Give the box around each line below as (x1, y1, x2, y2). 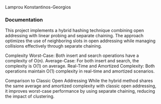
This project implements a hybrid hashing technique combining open (5, 27, 144, 33)
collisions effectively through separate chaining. (5, 43, 102, 49)
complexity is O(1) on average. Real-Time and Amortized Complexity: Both (5, 63, 155, 69)
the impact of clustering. (5, 93, 55, 100)
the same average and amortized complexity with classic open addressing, (5, 83, 157, 89)
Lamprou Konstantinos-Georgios (5, 4, 71, 10)
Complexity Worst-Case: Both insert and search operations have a (5, 52, 139, 58)
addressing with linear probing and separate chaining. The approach (5, 33, 144, 39)
